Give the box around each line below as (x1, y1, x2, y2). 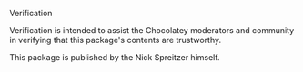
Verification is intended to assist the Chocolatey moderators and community (9, 25, 295, 35)
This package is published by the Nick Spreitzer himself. (9, 52, 220, 62)
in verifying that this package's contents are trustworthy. (9, 35, 222, 45)
